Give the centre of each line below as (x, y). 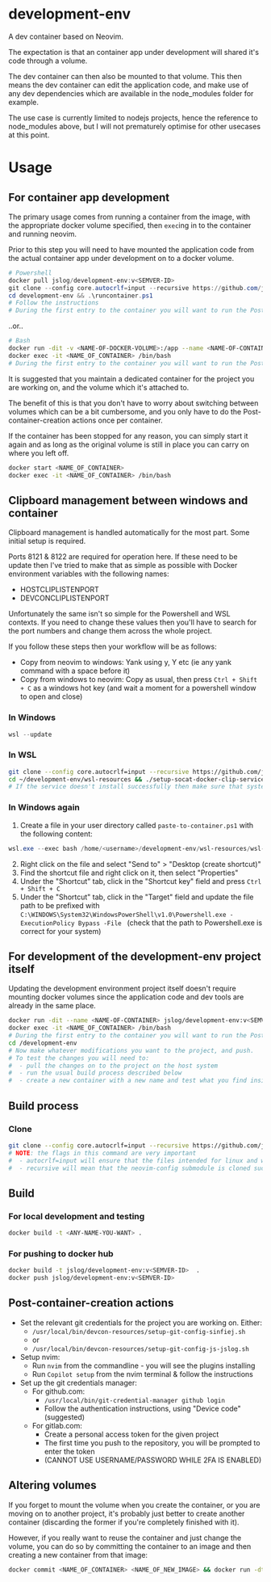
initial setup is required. (47, 541)
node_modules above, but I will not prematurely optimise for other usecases (134, 126)
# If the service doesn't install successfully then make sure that (126, 787)
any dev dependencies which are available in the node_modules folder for (131, 93)
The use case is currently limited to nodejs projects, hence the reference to (133, 117)
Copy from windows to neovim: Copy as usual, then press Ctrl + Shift (139, 680)
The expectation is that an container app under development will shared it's (134, 52)
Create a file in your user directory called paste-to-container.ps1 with (137, 825)
